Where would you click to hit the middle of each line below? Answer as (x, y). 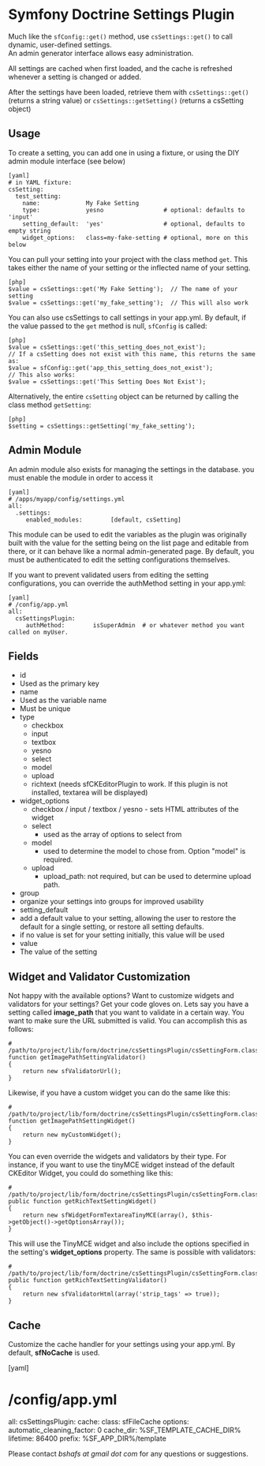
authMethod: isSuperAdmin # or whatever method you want (135, 625)
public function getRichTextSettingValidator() (88, 1281)
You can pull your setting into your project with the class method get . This (128, 259)
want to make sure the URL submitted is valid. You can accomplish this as (128, 1021)
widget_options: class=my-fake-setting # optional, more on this (135, 237)
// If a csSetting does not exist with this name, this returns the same (132, 354)
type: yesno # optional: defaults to (134, 210)
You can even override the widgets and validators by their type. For (118, 1157)
